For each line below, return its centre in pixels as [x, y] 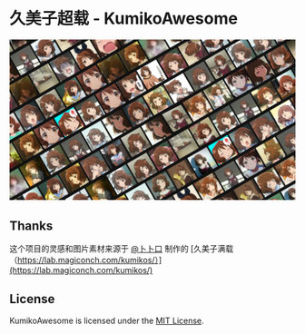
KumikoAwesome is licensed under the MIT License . [107, 321]
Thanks [31, 226]
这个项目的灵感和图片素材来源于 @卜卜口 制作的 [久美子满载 [122, 249]
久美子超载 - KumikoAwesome [124, 19]
